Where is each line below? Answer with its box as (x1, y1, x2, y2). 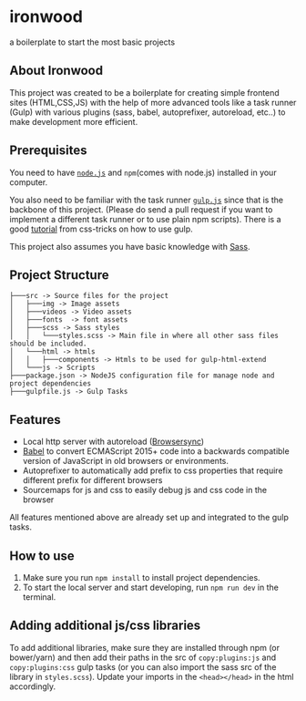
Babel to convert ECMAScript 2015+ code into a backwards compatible (22, 446, 290, 457)
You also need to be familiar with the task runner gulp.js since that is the (9, 194, 284, 205)
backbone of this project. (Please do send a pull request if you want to (9, 203, 273, 215)
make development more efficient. (9, 116, 138, 127)
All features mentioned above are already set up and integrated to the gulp (9, 512, 290, 523)
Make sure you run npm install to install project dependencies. (22, 572, 261, 582)
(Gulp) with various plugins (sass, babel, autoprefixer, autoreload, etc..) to (9, 107, 286, 118)
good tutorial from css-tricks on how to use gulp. (9, 223, 193, 234)
